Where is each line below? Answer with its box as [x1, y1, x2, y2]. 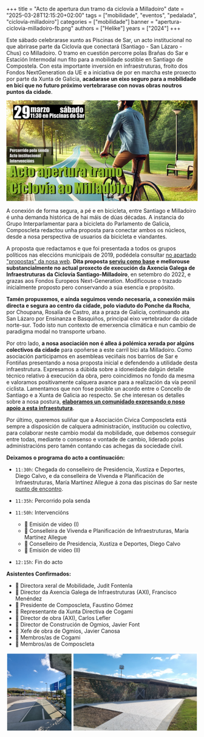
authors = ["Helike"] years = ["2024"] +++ [75, 24, 181, 32]
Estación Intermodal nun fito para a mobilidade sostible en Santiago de [6, 56, 183, 63]
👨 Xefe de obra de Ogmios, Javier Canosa [15, 627, 120, 635]
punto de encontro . [15, 485, 64, 493]
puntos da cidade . [6, 88, 53, 95]
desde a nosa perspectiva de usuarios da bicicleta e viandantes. [6, 233, 168, 240]
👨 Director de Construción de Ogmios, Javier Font [15, 621, 140, 628]
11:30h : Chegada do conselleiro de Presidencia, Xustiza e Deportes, [15, 466, 185, 473]
